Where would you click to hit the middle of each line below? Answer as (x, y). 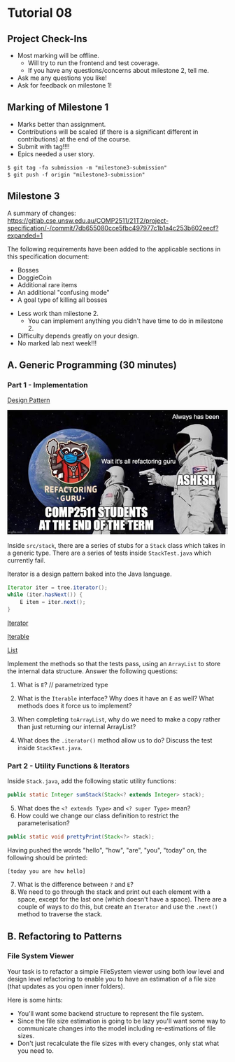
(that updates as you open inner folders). (66, 986)
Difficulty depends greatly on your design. (78, 336)
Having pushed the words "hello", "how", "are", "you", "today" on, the (107, 850)
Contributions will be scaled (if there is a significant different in (108, 132)
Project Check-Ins (47, 39)
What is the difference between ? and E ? (76, 885)
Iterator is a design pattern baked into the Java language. (90, 574)
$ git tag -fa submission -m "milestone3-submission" (87, 167)
